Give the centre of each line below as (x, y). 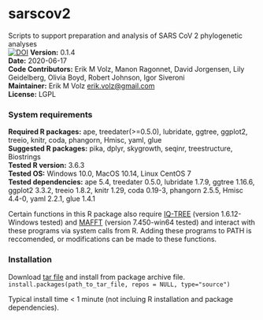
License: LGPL (32, 94)
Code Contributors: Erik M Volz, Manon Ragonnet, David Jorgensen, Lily (126, 69)
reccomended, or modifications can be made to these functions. (113, 239)
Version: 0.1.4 (53, 52)
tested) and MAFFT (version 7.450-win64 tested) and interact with (148, 222)
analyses (23, 43)
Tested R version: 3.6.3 (46, 166)
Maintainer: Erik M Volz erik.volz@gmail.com (81, 86)
